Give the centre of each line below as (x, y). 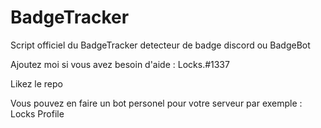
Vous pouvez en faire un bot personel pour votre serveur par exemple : (156, 103)
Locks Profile (37, 113)
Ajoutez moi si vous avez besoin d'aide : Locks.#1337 (120, 64)
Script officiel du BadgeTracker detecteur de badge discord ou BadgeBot (160, 45)
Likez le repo (36, 83)
